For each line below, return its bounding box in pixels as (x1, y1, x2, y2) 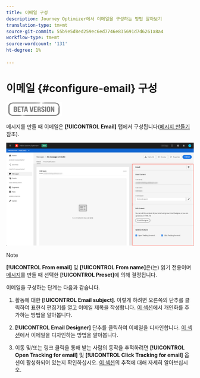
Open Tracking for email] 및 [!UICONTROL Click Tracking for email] (14, 351, 183, 359)
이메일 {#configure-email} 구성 (6, 81, 158, 95)
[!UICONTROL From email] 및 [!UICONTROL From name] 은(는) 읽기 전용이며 (6, 264, 192, 271)
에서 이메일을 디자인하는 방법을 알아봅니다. (20, 332, 119, 339)
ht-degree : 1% (6, 48, 42, 53)
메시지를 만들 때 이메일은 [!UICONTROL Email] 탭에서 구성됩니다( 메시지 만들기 (6, 122, 190, 130)
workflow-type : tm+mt (6, 34, 60, 41)
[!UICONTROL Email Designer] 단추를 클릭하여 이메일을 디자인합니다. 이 (14, 324, 186, 331)
